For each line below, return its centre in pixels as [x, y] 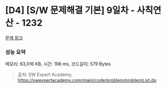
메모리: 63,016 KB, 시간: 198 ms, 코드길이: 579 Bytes [58, 64]
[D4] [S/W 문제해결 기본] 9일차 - [70, 10]
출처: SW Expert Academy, [45, 75]
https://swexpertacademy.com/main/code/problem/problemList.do [87, 80]
